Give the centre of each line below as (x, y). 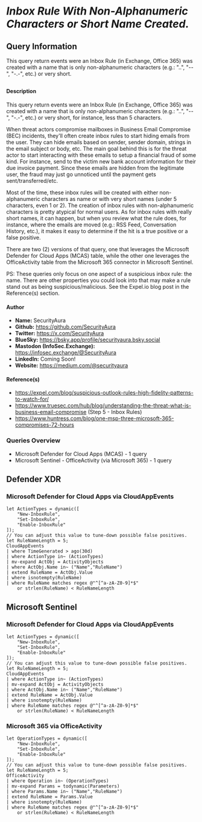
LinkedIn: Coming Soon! (45, 359)
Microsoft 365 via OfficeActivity (54, 726)
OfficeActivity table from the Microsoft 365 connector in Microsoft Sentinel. (100, 262)
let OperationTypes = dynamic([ (47, 739)
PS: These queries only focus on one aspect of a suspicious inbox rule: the (99, 274)
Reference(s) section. (33, 293)
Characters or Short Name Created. (98, 24)
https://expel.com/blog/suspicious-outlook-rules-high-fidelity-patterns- (104, 393)
